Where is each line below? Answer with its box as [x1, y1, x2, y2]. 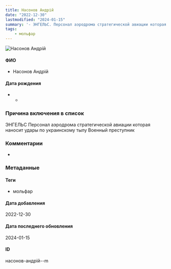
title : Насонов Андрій [5, 7, 54, 13]
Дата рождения [5, 80, 41, 86]
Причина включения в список [5, 110, 84, 117]
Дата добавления [5, 200, 45, 206]
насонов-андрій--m [5, 257, 49, 264]
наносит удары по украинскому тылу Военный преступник [5, 127, 135, 133]
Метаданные [5, 164, 40, 171]
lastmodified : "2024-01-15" [5, 17, 66, 22]
